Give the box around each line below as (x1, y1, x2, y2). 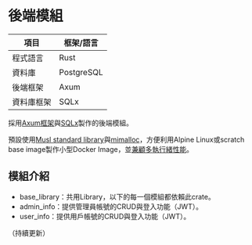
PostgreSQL (59, 67, 103, 77)
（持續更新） (8, 228, 49, 237)
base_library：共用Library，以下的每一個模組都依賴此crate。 (19, 192, 215, 201)
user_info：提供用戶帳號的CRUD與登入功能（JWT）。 (19, 211, 191, 221)
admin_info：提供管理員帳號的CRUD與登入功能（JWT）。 (19, 201, 203, 211)
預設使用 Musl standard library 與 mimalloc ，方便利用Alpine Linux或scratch (8, 135, 245, 144)
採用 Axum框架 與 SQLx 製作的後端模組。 (8, 118, 134, 128)
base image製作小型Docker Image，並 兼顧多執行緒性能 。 (8, 144, 194, 153)
